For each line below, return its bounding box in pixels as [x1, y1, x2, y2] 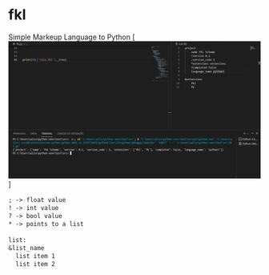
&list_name [8, 244, 45, 252]
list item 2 [15, 260, 56, 268]
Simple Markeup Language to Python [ [8, 32, 135, 42]
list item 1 [15, 252, 56, 260]
